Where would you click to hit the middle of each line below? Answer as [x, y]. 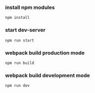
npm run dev [17, 86]
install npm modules [30, 7]
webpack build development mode [47, 75]
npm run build [20, 63]
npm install [17, 18]
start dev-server [25, 30]
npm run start [20, 40]
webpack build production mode [45, 52]
